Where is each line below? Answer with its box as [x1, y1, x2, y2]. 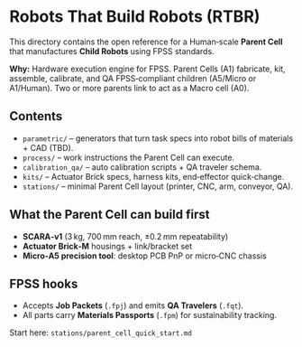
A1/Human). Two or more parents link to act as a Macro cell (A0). [9, 82, 250, 93]
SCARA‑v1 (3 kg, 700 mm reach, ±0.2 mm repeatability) [22, 230, 229, 241]
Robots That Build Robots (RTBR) [9, 6, 261, 27]
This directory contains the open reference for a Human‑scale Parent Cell [9, 36, 283, 47]
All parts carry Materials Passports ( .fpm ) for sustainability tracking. [22, 310, 278, 321]
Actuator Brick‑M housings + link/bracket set [22, 240, 193, 251]
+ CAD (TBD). [22, 142, 74, 153]
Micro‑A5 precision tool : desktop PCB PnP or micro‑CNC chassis [22, 250, 268, 261]
